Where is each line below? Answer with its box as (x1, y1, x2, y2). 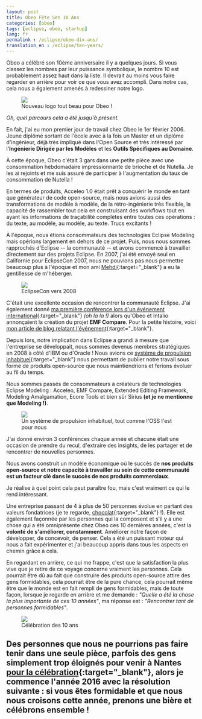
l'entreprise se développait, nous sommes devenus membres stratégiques (6, 343, 191, 350)
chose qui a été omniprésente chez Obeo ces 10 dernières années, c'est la (6, 521, 192, 528)
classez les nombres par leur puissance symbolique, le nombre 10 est (6, 65, 179, 72)
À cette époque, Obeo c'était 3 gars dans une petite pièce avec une (6, 156, 174, 163)
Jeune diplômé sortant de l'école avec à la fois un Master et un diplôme (6, 132, 184, 139)
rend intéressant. (6, 490, 48, 498)
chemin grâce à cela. (6, 547, 58, 554)
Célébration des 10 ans (21, 621, 78, 629)
